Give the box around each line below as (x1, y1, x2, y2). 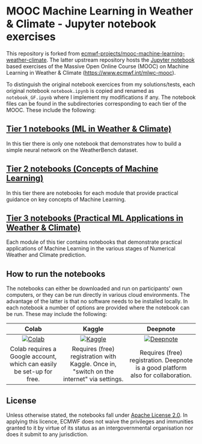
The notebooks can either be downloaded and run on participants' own (6, 285, 183, 292)
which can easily (10, 360, 57, 369)
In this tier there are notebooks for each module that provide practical (6, 189, 179, 197)
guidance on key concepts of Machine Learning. (6, 195, 126, 203)
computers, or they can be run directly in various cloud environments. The (6, 291, 191, 299)
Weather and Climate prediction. (6, 252, 87, 259)
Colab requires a (10, 345, 57, 354)
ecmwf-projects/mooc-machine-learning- (81, 49, 185, 57)
